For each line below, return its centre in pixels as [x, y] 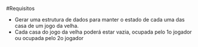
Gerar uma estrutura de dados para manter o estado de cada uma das [100, 19]
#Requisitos [21, 8]
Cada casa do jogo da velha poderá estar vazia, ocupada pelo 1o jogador [103, 32]
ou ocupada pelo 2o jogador [49, 38]
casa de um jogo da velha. [47, 26]
